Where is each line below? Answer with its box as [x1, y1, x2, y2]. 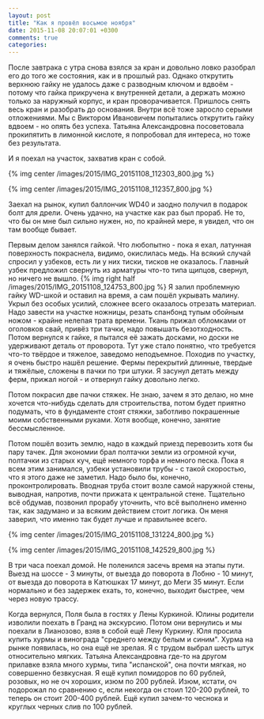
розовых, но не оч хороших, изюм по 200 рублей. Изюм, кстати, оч [8, 677, 237, 687]
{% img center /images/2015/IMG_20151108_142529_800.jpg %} [8, 545, 216, 554]
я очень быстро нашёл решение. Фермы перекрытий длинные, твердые [8, 358, 253, 368]
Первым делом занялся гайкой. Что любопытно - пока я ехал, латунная [8, 240, 251, 250]
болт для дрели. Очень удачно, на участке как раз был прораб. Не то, [8, 208, 245, 218]
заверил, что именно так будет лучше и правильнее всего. [8, 515, 208, 524]
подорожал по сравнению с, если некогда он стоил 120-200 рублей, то [8, 685, 251, 694]
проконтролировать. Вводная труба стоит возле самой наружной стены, [8, 481, 255, 490]
